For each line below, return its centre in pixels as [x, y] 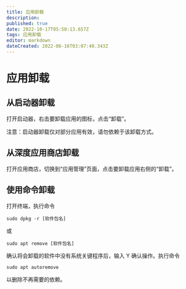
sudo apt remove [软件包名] [41, 243]
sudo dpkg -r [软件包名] [36, 219]
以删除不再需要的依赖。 [36, 279]
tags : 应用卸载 [24, 35]
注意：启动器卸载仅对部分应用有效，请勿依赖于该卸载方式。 [82, 132]
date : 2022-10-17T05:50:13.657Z [48, 29]
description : [23, 18]
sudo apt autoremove [33, 267]
